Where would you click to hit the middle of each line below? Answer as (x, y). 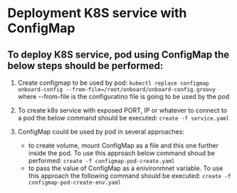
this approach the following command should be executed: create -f (130, 176)
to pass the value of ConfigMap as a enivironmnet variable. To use (126, 168)
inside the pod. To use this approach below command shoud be (122, 153)
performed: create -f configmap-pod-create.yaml (102, 161)
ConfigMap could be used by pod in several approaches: (101, 132)
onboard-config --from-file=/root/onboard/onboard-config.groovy (116, 90)
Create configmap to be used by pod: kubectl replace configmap (113, 83)
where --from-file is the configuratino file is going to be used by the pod (123, 96)
